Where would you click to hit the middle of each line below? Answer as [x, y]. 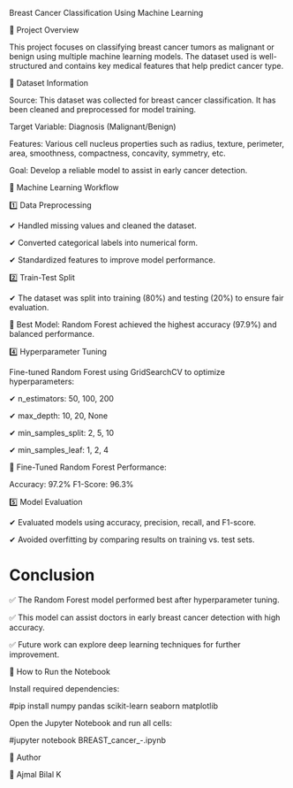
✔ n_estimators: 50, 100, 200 [62, 398]
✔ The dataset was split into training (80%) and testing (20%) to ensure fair [146, 298]
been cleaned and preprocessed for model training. [103, 109]
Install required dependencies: [64, 688]
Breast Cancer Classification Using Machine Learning [106, 13]
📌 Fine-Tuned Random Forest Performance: [88, 467]
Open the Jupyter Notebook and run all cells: [90, 723]
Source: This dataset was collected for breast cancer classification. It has [143, 100]
